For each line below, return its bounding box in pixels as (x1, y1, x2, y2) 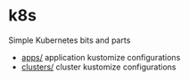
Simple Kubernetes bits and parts (8, 35, 131, 45)
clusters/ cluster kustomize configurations (21, 61, 177, 72)
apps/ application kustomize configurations (21, 52, 181, 62)
